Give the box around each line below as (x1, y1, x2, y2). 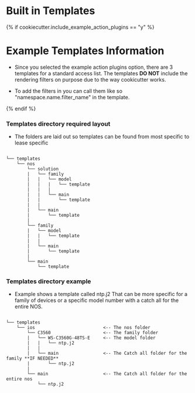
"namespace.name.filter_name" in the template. (14, 93, 130, 100)
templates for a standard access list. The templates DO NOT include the (14, 69, 188, 77)
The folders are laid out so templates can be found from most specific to (14, 133, 190, 140)
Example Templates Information (6, 44, 165, 58)
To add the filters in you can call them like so (14, 87, 123, 95)
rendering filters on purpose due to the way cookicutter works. (14, 76, 166, 83)
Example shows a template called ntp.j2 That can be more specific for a (14, 291, 188, 298)
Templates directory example (6, 277, 91, 285)
